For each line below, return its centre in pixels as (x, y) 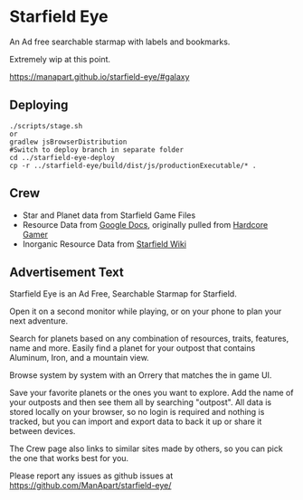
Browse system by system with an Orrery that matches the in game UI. (141, 375)
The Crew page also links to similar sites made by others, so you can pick (146, 448)
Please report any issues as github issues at (91, 476)
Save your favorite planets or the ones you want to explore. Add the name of (151, 393)
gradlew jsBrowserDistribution (68, 142)
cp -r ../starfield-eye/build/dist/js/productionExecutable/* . (133, 165)
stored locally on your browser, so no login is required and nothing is (137, 412)
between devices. (43, 431)
